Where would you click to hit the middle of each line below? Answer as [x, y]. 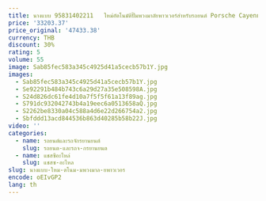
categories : [28, 133]
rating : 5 [25, 52]
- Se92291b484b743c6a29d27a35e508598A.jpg [86, 89]
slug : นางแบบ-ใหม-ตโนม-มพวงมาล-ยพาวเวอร [66, 170]
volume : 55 [26, 60]
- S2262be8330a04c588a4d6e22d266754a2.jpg [86, 112]
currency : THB [32, 38]
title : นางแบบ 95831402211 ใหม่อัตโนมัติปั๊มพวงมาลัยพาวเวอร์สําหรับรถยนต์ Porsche [122, 15]
